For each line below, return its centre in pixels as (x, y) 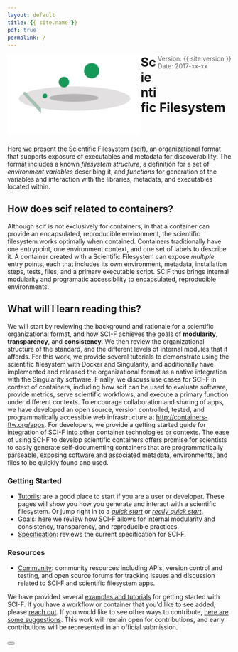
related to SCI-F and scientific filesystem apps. (86, 583)
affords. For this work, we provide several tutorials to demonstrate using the (118, 357)
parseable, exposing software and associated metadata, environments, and (118, 455)
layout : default (31, 15)
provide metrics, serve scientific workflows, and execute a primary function (118, 394)
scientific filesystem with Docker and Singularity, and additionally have (111, 364)
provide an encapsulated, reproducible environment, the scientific (104, 233)
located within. (29, 186)
